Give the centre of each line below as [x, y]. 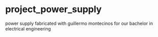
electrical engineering [28, 28]
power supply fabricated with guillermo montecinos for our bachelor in [79, 23]
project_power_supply [54, 9]
